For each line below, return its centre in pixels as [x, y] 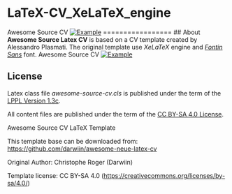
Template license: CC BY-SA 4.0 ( [56, 175]
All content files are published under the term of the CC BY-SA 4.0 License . [115, 114]
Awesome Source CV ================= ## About [104, 32]
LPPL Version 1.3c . [34, 100]
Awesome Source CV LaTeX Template [61, 128]
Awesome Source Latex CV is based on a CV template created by [102, 39]
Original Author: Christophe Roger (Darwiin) [70, 162]
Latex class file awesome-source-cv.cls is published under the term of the [114, 93]
